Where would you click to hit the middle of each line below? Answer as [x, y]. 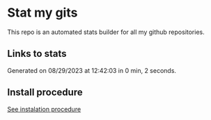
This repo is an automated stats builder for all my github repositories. [106, 32]
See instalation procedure [44, 109]
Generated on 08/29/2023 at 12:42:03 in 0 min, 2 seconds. [92, 70]
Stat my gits [42, 13]
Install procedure [45, 93]
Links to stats [37, 54]
